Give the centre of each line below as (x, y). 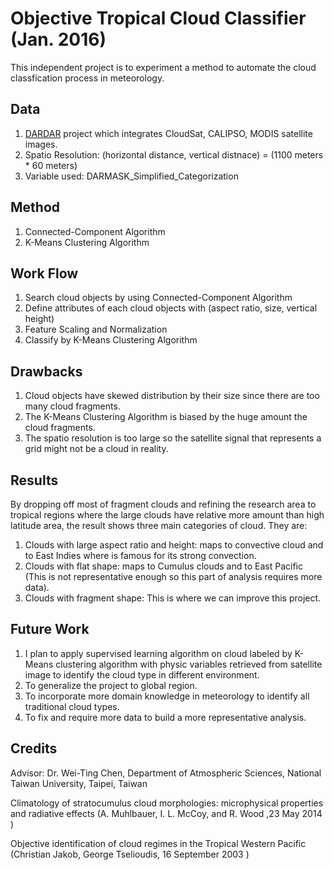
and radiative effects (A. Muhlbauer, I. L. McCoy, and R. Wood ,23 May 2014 (166, 813)
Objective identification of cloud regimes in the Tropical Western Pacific (158, 843)
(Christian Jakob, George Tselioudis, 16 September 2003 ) (130, 854)
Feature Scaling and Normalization (96, 329)
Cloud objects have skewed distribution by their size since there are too (172, 396)
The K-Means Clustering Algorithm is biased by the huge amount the (166, 417)
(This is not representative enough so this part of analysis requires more (173, 576)
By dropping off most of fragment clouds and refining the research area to (163, 504)
